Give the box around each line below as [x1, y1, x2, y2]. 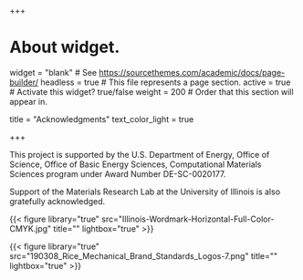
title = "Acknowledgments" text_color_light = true [9, 113, 194, 124]
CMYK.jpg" [9, 223, 52, 233]
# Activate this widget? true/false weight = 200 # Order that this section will [9, 86, 294, 97]
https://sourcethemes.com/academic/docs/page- [99, 67, 286, 78]
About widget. [9, 37, 120, 57]
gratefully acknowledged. [9, 195, 106, 206]
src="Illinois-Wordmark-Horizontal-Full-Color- [101, 213, 275, 224]
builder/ [9, 77, 39, 88]
